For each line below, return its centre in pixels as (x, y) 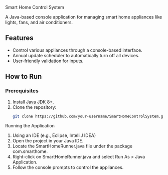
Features (19, 38)
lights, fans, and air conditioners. (39, 22)
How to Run (24, 76)
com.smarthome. (30, 151)
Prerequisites (22, 91)
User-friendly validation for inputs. (48, 61)
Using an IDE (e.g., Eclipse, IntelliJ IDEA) (54, 135)
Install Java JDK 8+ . (33, 102)
